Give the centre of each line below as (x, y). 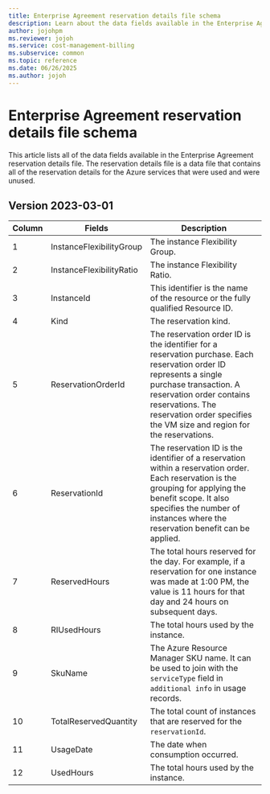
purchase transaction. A (195, 385)
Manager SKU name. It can (200, 658)
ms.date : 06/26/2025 (43, 68)
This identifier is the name (199, 288)
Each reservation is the (193, 478)
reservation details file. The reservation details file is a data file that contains (135, 163)
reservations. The (183, 405)
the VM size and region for (200, 425)
